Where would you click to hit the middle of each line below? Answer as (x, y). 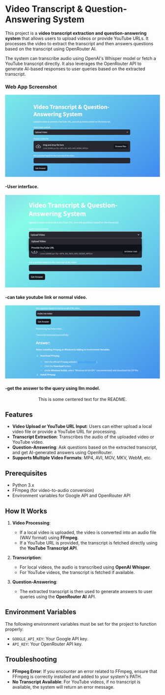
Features (19, 414)
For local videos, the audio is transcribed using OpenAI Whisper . (85, 567)
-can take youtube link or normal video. (46, 297)
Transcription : (27, 557)
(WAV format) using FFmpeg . (49, 538)
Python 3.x (23, 485)
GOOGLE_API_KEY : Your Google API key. (50, 638)
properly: (14, 629)
